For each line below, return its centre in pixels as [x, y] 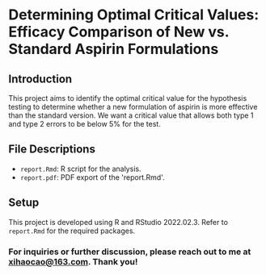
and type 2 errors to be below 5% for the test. [85, 124]
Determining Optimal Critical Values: [134, 15]
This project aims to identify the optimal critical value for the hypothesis [128, 98]
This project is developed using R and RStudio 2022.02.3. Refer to [118, 222]
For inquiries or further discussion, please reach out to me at [130, 252]
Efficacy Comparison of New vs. [119, 32]
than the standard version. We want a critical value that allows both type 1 [131, 115]
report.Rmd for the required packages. [72, 231]
